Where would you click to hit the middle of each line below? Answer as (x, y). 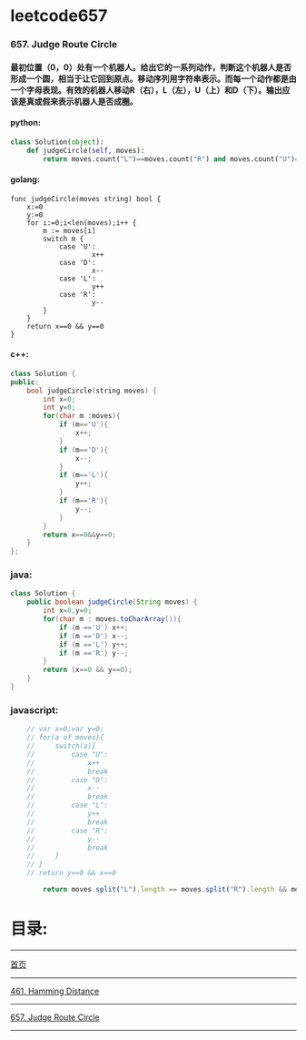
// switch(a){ (61, 746)
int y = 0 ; (59, 408)
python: (26, 123)
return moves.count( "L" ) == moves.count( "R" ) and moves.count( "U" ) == (173, 159)
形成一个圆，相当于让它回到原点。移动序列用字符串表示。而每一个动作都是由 (153, 78)
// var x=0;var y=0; (65, 729)
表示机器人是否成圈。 (98, 101)
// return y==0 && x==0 (72, 873)
